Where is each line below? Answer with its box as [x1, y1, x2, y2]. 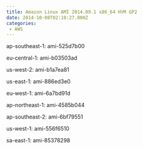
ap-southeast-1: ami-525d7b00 [6, 43, 85, 50]
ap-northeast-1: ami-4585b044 [6, 102, 85, 109]
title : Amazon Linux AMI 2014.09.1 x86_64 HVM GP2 [6, 9, 138, 15]
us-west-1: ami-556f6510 [6, 125, 70, 133]
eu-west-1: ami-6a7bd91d [6, 89, 71, 97]
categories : [6, 20, 37, 26]
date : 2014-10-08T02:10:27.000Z [6, 15, 88, 21]
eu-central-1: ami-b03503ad [6, 54, 78, 61]
